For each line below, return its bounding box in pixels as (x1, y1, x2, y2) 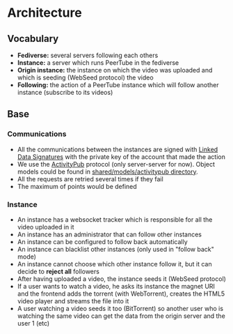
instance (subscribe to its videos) (17, 89, 113, 96)
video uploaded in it (17, 222, 74, 231)
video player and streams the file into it (17, 296, 129, 305)
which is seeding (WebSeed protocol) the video (17, 73, 154, 82)
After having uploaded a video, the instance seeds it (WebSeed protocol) (17, 274, 226, 283)
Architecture (7, 5, 82, 21)
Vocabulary (7, 33, 59, 45)
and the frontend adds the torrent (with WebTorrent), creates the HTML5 (17, 289, 225, 298)
